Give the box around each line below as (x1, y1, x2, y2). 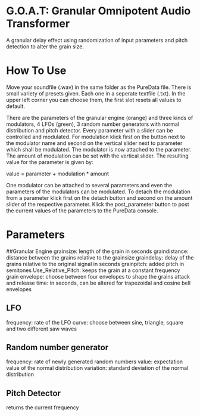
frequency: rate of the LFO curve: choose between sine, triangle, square (6, 319, 183, 326)
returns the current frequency (6, 404, 79, 411)
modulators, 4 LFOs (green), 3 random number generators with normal (6, 121, 180, 128)
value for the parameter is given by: (6, 158, 93, 165)
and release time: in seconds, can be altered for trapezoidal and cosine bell (6, 279, 191, 286)
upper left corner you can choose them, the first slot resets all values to (6, 96, 182, 103)
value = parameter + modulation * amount (6, 170, 109, 177)
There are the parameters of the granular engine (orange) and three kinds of (6, 114, 193, 121)
